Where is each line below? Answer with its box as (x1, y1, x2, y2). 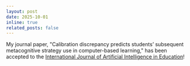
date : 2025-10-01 (6, 14, 49, 20)
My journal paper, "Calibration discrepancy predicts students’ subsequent (6, 41, 184, 48)
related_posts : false (6, 25, 59, 31)
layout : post (6, 8, 38, 15)
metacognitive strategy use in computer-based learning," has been (6, 47, 168, 54)
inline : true (6, 19, 38, 25)
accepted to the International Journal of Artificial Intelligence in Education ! (6, 53, 185, 60)
